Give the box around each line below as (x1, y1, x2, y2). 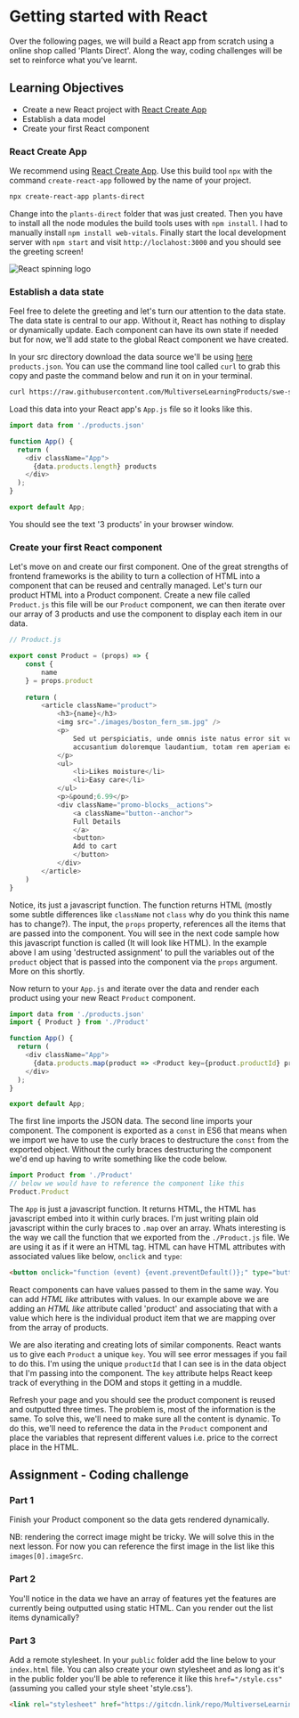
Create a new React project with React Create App (21, 104, 207, 115)
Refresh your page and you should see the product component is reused (9, 1394, 276, 1405)
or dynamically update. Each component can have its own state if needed (9, 325, 279, 336)
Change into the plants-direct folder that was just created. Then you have (9, 208, 283, 219)
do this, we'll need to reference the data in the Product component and (9, 1422, 269, 1433)
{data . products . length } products (32, 461, 158, 471)
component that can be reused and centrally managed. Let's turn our (9, 581, 263, 591)
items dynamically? (9, 1612, 80, 1623)
